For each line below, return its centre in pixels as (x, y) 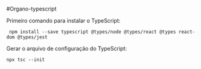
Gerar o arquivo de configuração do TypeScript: (67, 49)
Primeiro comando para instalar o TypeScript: (64, 20)
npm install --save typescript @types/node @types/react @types (92, 32)
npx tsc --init (26, 60)
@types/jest (32, 37)
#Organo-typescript (31, 9)
